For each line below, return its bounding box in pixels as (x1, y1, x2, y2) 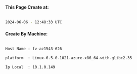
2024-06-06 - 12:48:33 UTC (5, 20, 62, 25)
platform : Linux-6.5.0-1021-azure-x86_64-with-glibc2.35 (5, 56, 132, 61)
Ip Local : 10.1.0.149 (5, 65, 56, 70)
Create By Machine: (5, 30, 48, 36)
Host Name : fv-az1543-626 (5, 46, 62, 52)
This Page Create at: (5, 4, 49, 10)
